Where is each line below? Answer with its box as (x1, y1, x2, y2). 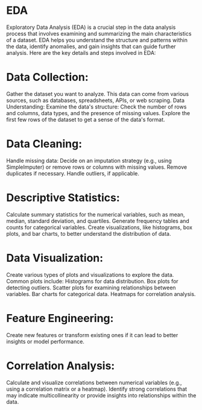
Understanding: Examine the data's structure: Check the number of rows (6, 103, 187, 110)
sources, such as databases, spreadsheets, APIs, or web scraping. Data (6, 96, 185, 104)
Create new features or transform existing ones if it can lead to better (6, 331, 178, 338)
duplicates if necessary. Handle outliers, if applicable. (6, 169, 140, 177)
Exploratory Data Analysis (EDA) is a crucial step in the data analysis (6, 24, 176, 31)
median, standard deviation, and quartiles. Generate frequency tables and (6, 217, 190, 224)
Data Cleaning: (6, 137, 83, 151)
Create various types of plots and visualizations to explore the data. (6, 271, 174, 278)
